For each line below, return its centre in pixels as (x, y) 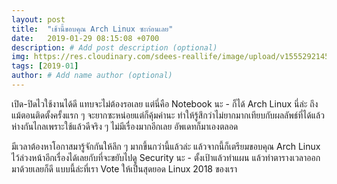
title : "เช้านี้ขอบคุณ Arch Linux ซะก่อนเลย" (92, 29)
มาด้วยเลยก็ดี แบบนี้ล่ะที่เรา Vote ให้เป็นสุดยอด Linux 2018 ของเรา (124, 168)
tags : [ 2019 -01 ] (45, 66)
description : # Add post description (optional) (114, 47)
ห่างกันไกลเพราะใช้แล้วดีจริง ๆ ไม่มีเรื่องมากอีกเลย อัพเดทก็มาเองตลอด (125, 126)
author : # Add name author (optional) (92, 76)
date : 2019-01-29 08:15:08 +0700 (85, 38)
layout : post (38, 19)
